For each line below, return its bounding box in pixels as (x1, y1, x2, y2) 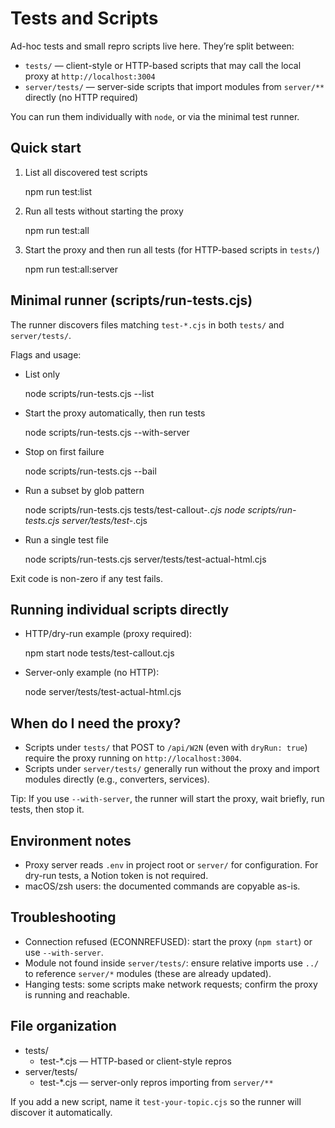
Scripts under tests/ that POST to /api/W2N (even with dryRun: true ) (24, 742, 308, 754)
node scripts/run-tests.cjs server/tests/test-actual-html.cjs (24, 553, 267, 565)
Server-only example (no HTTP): (24, 667, 160, 679)
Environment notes (10, 832, 132, 849)
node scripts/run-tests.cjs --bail (24, 465, 157, 477)
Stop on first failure (24, 445, 105, 457)
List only (24, 368, 61, 380)
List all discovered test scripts (24, 166, 148, 178)
